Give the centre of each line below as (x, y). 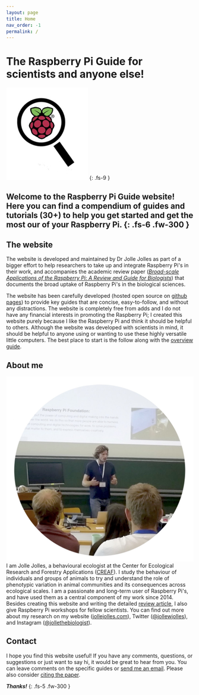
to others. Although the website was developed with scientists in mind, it (95, 328)
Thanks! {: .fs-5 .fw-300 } (38, 686)
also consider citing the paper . (43, 674)
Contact (21, 641)
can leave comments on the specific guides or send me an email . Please (94, 668)
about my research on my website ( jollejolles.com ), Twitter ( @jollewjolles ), (97, 616)
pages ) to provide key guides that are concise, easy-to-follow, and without (97, 302)
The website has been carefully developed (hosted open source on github (97, 296)
